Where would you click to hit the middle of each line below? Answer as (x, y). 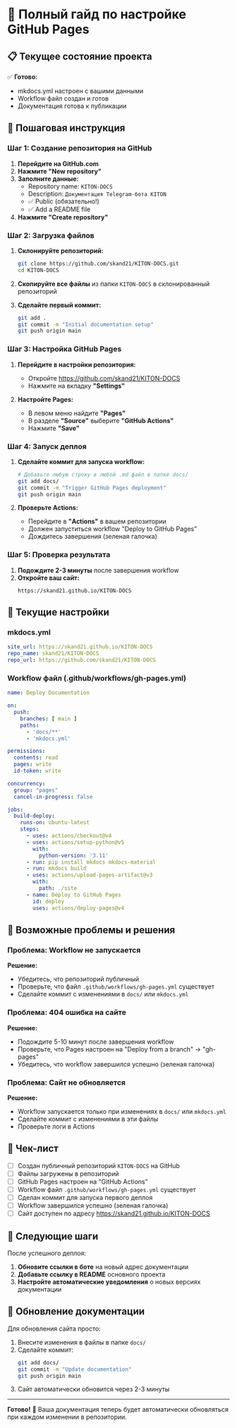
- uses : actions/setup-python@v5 (75, 842)
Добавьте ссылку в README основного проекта (91, 1274)
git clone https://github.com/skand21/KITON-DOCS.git (98, 263)
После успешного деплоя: (47, 1253)
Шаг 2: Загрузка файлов (51, 235)
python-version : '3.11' (74, 855)
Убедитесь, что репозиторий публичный (78, 979)
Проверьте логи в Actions (56, 1126)
